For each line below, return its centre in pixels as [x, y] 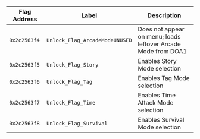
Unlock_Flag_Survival [77, 123]
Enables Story [157, 61]
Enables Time [157, 95]
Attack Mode [156, 102]
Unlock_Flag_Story [73, 65]
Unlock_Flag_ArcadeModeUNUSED [89, 40]
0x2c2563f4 [24, 40]
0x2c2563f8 [24, 123]
